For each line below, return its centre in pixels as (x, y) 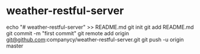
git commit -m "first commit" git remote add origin (68, 33)
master (15, 46)
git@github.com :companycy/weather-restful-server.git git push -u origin (95, 39)
